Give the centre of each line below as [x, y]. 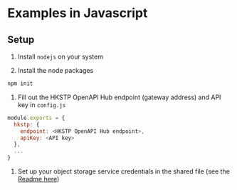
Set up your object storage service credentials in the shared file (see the [123, 171]
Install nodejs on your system [60, 56]
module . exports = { [36, 118]
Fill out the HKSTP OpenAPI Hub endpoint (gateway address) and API [119, 97]
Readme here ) [38, 179]
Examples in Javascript [78, 13]
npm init [20, 84]
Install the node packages [56, 70]
